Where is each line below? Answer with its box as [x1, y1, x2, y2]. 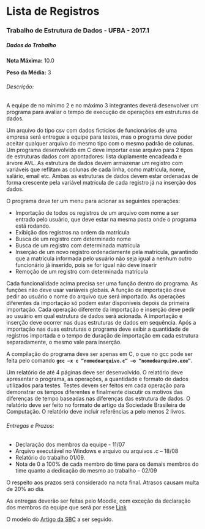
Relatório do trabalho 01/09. [15, 454, 86, 461]
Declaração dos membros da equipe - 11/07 [15, 441, 125, 449]
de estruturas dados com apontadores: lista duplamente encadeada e [6, 153, 182, 160]
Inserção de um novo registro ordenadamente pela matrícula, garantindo [15, 249, 198, 256]
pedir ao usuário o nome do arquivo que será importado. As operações [6, 293, 185, 300]
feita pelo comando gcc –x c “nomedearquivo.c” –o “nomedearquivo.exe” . [6, 357, 193, 365]
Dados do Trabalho [6, 41, 56, 48]
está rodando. [15, 222, 51, 230]
